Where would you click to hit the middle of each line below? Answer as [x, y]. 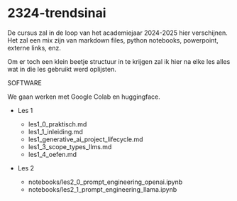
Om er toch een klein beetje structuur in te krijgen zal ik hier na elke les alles [119, 61]
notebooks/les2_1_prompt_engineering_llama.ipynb [103, 189]
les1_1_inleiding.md [55, 131]
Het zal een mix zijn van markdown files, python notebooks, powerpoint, [113, 40]
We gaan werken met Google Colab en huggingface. [84, 97]
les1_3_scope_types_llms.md [70, 146]
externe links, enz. [34, 48]
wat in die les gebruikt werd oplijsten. [62, 69]
